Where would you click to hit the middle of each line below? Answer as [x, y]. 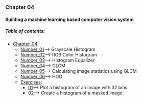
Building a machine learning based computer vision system [69, 19]
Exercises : [31, 82]
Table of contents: [25, 31]
